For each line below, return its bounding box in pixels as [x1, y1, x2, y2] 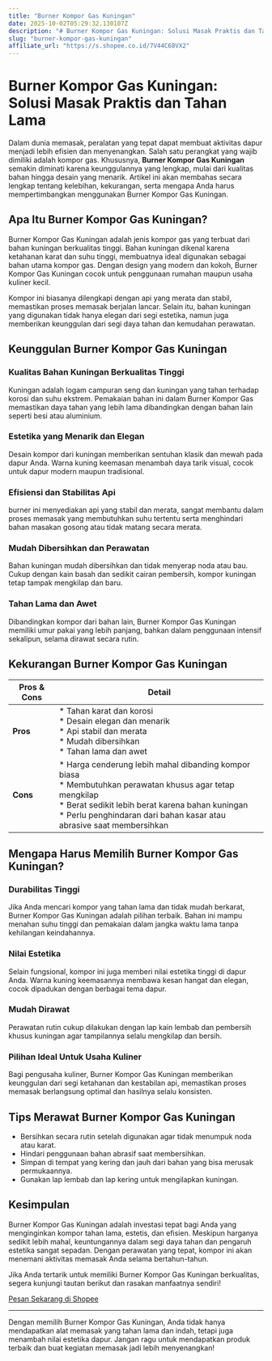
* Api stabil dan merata [59, 725, 147, 736]
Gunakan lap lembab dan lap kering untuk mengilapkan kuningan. [19, 1174, 239, 1184]
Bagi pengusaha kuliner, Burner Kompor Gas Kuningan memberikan [8, 1070, 233, 1079]
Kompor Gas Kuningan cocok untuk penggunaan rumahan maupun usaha [8, 269, 253, 278]
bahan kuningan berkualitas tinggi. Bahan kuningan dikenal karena [8, 243, 230, 252]
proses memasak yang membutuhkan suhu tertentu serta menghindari [8, 514, 244, 524]
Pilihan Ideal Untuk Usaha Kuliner [8, 1051, 142, 1062]
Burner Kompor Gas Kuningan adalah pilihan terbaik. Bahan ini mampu [8, 911, 243, 921]
